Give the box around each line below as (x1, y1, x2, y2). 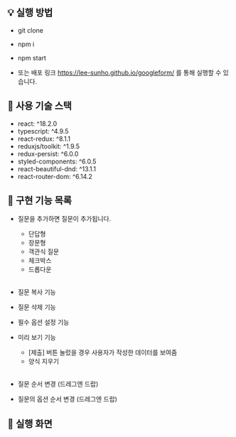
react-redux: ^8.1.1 (17, 134, 71, 143)
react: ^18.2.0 (17, 119, 58, 128)
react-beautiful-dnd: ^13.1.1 (17, 164, 97, 173)
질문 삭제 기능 (17, 303, 56, 311)
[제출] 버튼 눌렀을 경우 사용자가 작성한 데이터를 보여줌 (28, 348, 178, 357)
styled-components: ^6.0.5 (17, 157, 97, 166)
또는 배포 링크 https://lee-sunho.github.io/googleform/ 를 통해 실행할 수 (17, 68, 222, 77)
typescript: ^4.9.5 (17, 126, 69, 135)
